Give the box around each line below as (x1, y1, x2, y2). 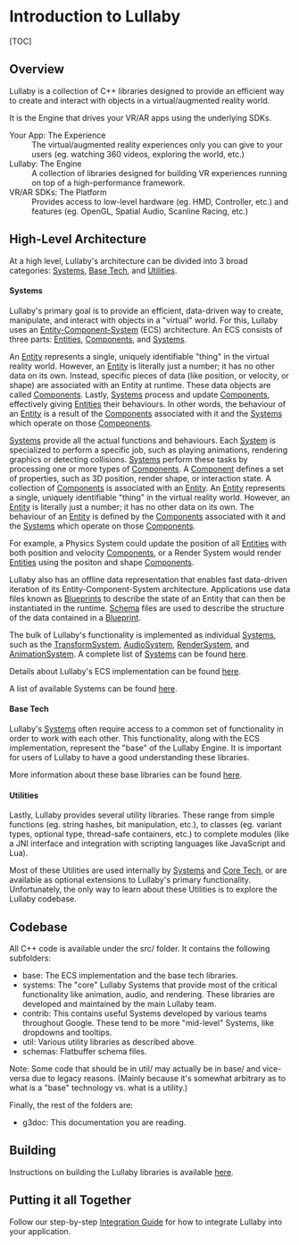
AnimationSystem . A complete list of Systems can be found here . (9, 648, 248, 659)
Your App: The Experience (9, 130, 106, 140)
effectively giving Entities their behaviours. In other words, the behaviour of (9, 398, 287, 409)
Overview (9, 62, 65, 77)
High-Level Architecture (9, 232, 147, 247)
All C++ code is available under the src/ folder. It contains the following (9, 943, 270, 953)
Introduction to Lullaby (9, 6, 181, 27)
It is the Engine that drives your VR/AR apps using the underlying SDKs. (9, 112, 272, 123)
